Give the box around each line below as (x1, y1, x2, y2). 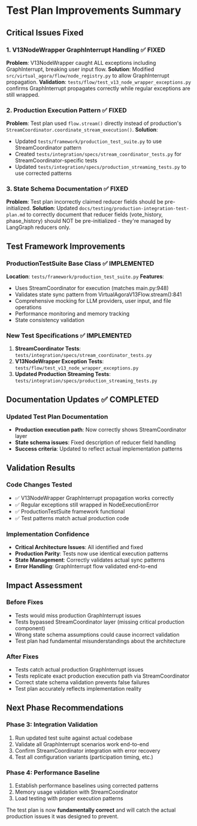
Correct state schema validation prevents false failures (14, 679, 150, 686)
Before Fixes (6, 598, 44, 607)
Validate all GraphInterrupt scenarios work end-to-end (14, 740, 149, 748)
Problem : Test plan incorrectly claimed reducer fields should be (6, 198, 163, 205)
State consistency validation (14, 317, 85, 324)
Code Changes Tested (6, 481, 72, 489)
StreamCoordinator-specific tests (14, 157, 98, 164)
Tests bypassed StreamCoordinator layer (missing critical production (14, 618, 184, 625)
